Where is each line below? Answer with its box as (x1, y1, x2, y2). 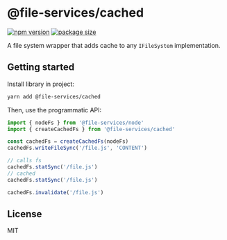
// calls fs (7, 157, 42, 164)
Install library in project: (7, 80, 75, 88)
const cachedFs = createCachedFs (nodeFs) (7, 138, 129, 145)
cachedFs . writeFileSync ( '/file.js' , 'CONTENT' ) (7, 144, 148, 152)
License (7, 208, 42, 220)
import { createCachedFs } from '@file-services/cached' (7, 126, 176, 132)
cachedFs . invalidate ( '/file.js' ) (7, 189, 104, 196)
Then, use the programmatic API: (7, 105, 102, 114)
